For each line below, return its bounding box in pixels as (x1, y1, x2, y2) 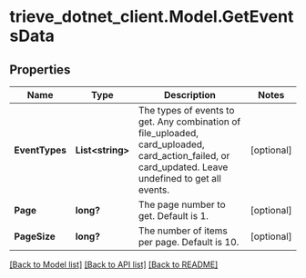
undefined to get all (138, 173, 221, 184)
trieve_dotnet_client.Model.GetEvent (9, 6, 294, 27)
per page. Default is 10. (138, 236, 240, 248)
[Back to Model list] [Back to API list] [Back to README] (9, 259, 219, 270)
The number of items (138, 224, 228, 237)
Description (163, 89, 216, 101)
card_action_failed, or (138, 150, 230, 162)
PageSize (14, 230, 56, 243)
